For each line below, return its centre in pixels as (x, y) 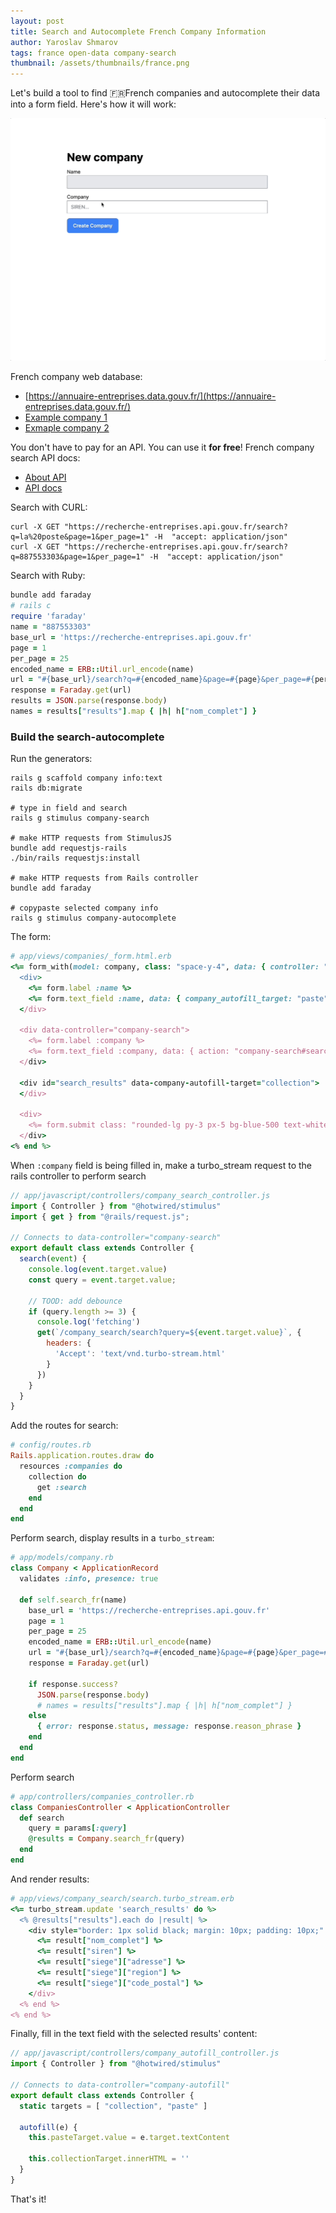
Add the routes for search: (64, 1426)
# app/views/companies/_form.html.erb (91, 956)
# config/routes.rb (51, 1445)
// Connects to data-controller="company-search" (116, 1238)
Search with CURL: (49, 507)
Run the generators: (51, 759)
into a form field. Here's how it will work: (93, 104)
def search (42, 1818)
